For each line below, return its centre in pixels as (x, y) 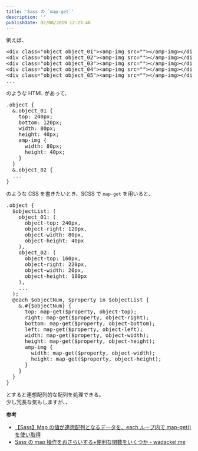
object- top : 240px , (53, 223)
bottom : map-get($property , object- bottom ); (90, 324)
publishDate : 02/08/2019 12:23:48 (49, 22)
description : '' (26, 17)
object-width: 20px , (54, 270)
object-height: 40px (54, 241)
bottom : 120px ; (40, 123)
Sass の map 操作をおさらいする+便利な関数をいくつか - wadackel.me (100, 442)
